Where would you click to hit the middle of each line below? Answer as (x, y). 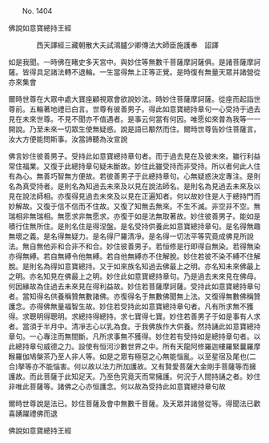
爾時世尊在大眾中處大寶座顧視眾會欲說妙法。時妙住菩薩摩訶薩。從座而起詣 (131, 99)
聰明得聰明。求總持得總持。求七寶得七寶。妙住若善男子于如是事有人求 (145, 316)
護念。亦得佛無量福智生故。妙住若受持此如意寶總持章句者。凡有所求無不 (127, 306)
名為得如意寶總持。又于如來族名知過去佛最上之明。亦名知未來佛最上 (148, 266)
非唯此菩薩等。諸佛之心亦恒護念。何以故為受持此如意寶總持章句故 (117, 387)
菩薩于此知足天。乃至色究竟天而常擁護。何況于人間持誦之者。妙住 (152, 377)
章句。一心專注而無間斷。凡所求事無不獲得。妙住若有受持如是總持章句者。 (131, 336)
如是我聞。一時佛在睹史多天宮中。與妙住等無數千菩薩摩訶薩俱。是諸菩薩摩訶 (134, 62)
